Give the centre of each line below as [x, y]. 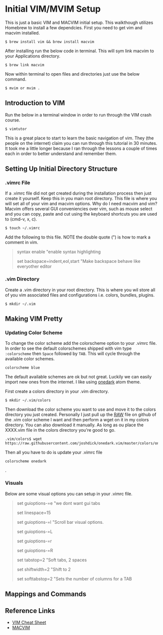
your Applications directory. [33, 56]
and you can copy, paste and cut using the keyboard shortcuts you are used [81, 214]
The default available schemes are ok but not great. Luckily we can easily [78, 377]
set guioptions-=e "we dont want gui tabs [58, 503]
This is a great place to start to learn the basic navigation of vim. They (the [80, 138]
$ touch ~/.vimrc [23, 228]
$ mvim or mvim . [23, 88]
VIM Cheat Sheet [29, 622]
